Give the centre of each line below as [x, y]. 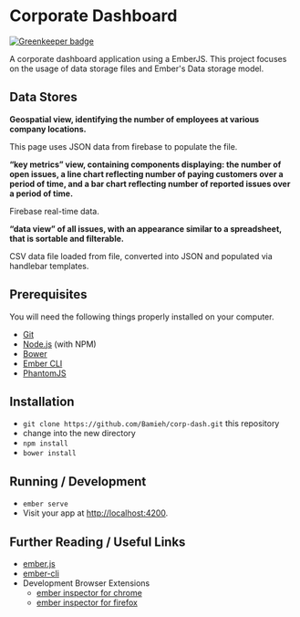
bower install [49, 454]
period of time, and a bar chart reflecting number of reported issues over [150, 183]
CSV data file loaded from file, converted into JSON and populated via [141, 256]
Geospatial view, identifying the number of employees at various [134, 119]
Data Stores [43, 97]
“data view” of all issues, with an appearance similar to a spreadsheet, [146, 228]
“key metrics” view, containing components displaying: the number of [145, 164]
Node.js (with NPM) [60, 344]
